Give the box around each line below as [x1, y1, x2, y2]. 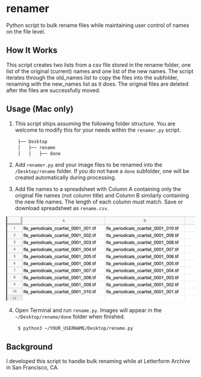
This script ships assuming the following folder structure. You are [14, 120, 176, 127]
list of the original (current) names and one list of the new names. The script [6, 68, 194, 75]
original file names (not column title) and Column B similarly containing [14, 191, 190, 199]
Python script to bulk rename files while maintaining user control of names [6, 22, 190, 29]
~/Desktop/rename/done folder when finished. [14, 313, 126, 320]
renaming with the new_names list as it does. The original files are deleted [6, 80, 188, 87]
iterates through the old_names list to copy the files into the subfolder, [6, 74, 179, 81]
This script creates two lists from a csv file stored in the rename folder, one [6, 61, 191, 68]
